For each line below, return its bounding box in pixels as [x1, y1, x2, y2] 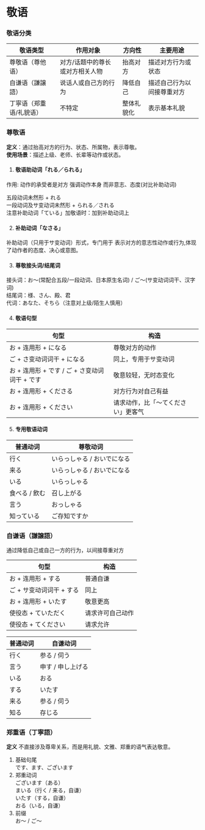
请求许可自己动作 [84, 609, 134, 617]
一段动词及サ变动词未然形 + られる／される [6, 201, 115, 208]
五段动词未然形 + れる [6, 194, 62, 201]
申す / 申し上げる [40, 663, 88, 671]
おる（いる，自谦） [15, 802, 64, 809]
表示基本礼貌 [148, 104, 185, 112]
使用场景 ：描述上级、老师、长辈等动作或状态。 [6, 151, 124, 158]
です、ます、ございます [15, 764, 74, 771]
